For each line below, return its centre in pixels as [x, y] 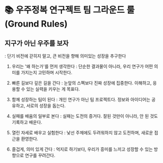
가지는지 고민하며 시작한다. [46, 72]
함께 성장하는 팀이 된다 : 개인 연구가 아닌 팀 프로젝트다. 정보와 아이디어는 [81, 99]
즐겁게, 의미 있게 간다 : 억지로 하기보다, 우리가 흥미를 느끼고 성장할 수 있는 [82, 149]
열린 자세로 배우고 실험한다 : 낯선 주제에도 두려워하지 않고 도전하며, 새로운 [82, 133]
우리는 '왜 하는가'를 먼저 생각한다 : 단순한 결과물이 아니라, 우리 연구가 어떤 [82, 66]
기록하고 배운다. [27, 122]
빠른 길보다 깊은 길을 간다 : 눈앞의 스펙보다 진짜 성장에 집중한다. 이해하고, [81, 83]
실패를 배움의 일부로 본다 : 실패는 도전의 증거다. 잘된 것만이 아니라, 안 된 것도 [85, 116]
